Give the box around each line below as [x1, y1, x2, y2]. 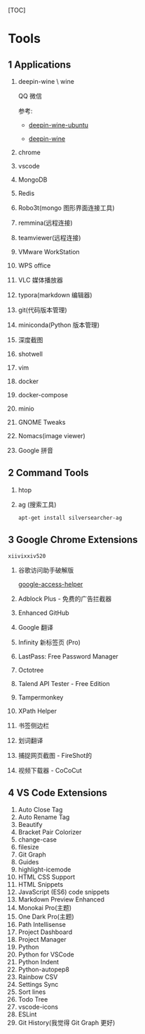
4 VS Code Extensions [8, 787, 108, 799]
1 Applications [8, 58, 71, 70]
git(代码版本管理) [18, 306, 67, 314]
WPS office [18, 261, 51, 270]
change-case [18, 835, 57, 844]
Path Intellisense [18, 921, 66, 929]
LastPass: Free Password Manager [18, 652, 118, 661]
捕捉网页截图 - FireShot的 [18, 751, 92, 759]
